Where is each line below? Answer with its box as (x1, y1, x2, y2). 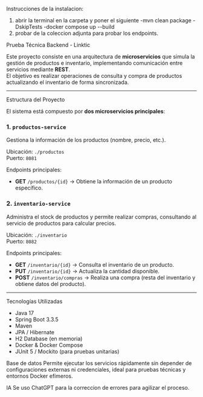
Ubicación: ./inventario (6, 231, 68, 238)
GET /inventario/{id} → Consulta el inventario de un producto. (14, 261, 174, 268)
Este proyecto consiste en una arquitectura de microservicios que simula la (6, 53, 195, 60)
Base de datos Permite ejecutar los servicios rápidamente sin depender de (6, 359, 192, 367)
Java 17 (14, 309, 34, 316)
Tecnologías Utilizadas (6, 297, 63, 305)
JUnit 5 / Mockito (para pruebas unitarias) (14, 348, 120, 355)
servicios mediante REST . (6, 66, 71, 73)
